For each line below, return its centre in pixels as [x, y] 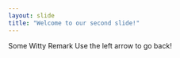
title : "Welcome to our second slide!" [74, 23]
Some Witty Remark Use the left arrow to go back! [90, 45]
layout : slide [32, 15]
